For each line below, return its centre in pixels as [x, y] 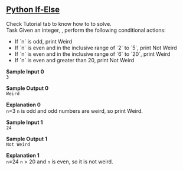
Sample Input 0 [25, 71]
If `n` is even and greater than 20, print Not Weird [74, 60]
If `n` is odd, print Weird [43, 41]
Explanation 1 [23, 155]
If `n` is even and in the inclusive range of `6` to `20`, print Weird [92, 54]
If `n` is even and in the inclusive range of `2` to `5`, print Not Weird [96, 48]
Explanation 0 [24, 105]
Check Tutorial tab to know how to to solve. [59, 24]
